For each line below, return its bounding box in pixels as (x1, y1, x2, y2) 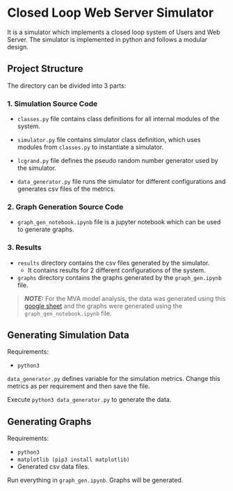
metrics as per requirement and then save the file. (7, 382, 150, 391)
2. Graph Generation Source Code (7, 202, 124, 212)
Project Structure (7, 63, 83, 75)
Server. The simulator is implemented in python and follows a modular (7, 35, 207, 43)
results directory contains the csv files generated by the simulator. (17, 258, 210, 267)
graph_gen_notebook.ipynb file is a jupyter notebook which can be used (17, 218, 221, 226)
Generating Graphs (7, 416, 92, 428)
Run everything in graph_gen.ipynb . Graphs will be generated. (7, 476, 184, 485)
